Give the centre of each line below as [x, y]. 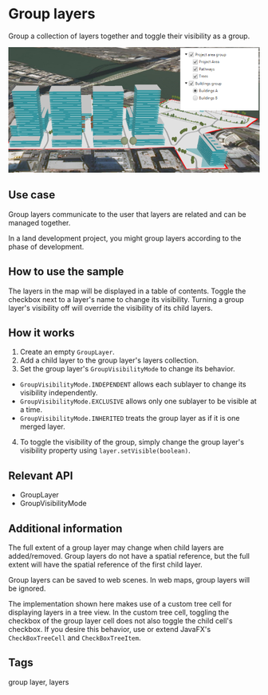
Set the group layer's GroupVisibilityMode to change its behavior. [127, 369]
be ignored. [27, 588]
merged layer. [42, 426]
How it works [41, 333]
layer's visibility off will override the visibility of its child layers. [110, 308]
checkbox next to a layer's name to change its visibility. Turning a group [126, 299]
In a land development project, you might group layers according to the [125, 238]
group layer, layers [39, 681]
